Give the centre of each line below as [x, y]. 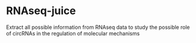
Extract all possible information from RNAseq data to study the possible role [98, 27]
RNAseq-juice [41, 11]
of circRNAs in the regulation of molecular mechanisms [73, 33]
